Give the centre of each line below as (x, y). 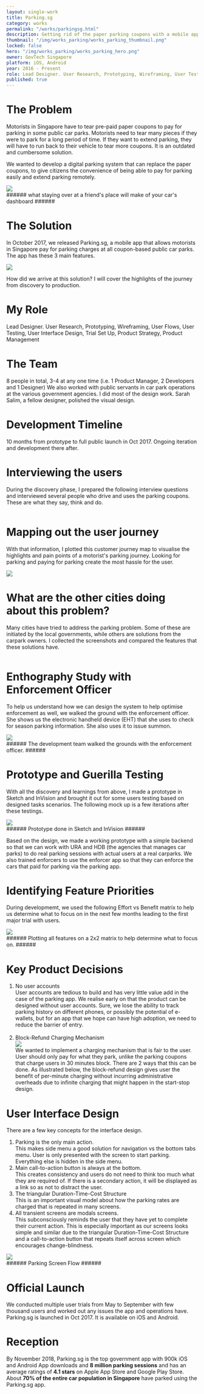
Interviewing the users (64, 473)
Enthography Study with (69, 676)
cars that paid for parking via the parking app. (64, 866)
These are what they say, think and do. (55, 502)
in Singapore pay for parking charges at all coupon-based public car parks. (100, 249)
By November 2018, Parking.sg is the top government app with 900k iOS (97, 1359)
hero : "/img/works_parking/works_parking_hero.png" (73, 52)
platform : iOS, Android (36, 63)
